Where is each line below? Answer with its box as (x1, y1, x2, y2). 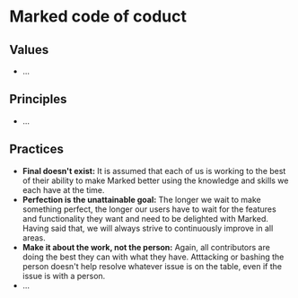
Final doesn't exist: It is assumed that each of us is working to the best (22, 165, 286, 176)
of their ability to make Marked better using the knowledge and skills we (22, 175, 289, 186)
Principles (9, 92, 67, 107)
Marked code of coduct (9, 6, 187, 27)
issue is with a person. (22, 270, 106, 281)
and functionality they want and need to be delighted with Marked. (22, 213, 269, 223)
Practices (9, 142, 65, 157)
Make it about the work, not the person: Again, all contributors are (22, 241, 271, 252)
